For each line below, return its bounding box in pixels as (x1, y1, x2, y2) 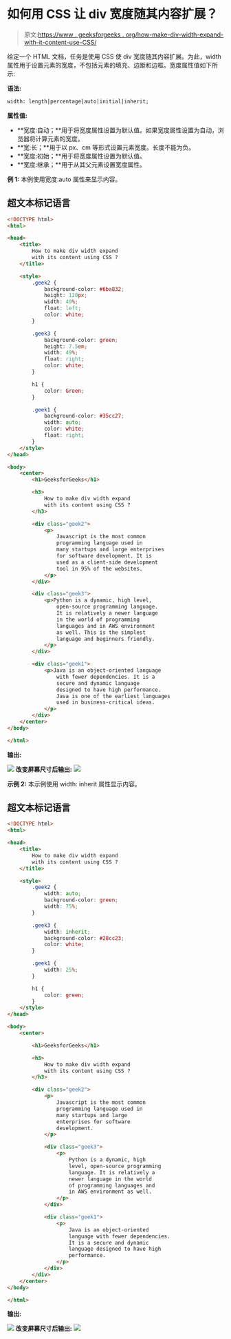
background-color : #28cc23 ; (43, 934, 125, 941)
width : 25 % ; (43, 966, 78, 974)
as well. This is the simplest (56, 628, 146, 636)
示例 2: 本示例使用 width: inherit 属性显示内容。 (7, 779, 141, 788)
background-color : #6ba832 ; (43, 285, 125, 293)
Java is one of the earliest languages (56, 693, 170, 699)
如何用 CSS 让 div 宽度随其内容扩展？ (7, 6, 218, 22)
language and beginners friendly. (56, 635, 155, 642)
